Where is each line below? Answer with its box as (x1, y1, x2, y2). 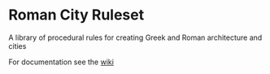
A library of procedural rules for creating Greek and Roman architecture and (8, 33, 263, 42)
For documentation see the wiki (8, 57, 114, 67)
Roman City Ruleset (8, 6, 145, 24)
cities (8, 41, 27, 50)
